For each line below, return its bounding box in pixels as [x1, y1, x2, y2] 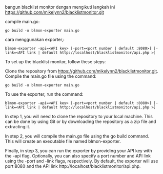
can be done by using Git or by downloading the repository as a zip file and [5, 119, 156, 124]
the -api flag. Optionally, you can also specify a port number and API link [5, 153, 151, 158]
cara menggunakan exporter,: [5, 36, 65, 42]
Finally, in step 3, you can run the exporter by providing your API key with [5, 148, 152, 154]
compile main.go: [5, 19, 40, 24]
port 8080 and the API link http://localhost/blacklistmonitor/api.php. [5, 163, 141, 169]
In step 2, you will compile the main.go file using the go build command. [5, 133, 150, 139]
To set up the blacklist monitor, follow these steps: [5, 59, 106, 65]
